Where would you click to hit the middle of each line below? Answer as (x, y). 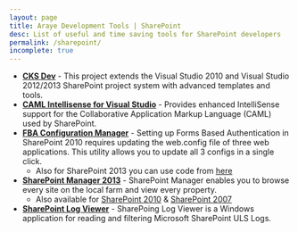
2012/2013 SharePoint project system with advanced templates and (146, 86)
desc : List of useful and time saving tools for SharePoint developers (145, 34)
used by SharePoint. (59, 124)
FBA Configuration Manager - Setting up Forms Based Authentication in (156, 133)
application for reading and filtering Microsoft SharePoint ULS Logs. (147, 219)
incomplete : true (41, 51)
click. (32, 162)
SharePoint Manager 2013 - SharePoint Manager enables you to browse (156, 180)
